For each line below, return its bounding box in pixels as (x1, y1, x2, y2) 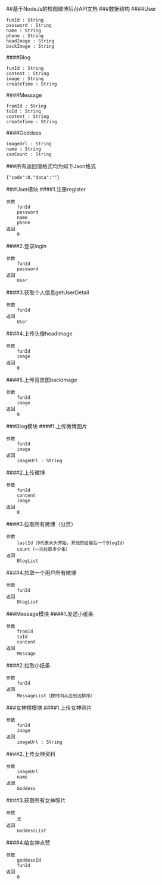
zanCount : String (6, 151, 52, 157)
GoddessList (17, 828, 46, 834)
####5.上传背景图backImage (6, 376, 77, 383)
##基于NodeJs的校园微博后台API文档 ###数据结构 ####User (6, 5, 157, 12)
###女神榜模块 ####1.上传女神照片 (6, 704, 92, 711)
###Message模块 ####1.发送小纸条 (6, 611, 94, 617)
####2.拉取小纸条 (6, 662, 51, 669)
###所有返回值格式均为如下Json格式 (6, 163, 96, 169)
